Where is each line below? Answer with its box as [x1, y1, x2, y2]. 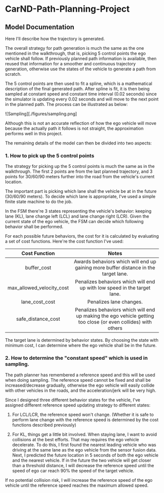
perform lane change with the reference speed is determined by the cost [12, 416, 159, 423]
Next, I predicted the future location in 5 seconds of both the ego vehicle [12, 452, 159, 458]
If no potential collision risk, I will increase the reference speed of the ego [5, 477, 153, 483]
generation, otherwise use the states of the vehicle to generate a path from [5, 66, 156, 72]
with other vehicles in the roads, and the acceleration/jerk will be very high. [5, 387, 156, 393]
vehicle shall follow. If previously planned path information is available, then [5, 56, 157, 62]
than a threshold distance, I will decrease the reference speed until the [12, 462, 154, 468]
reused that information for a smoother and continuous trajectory [5, 61, 136, 66]
